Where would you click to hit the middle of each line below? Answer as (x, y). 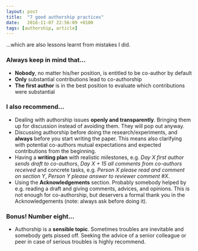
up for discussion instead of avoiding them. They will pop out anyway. (99, 126)
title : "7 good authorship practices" (55, 17)
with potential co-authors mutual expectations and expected (88, 144)
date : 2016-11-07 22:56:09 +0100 (50, 22)
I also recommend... (35, 107)
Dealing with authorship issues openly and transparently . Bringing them (103, 120)
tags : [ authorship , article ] (42, 28)
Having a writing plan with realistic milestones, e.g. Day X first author (99, 157)
